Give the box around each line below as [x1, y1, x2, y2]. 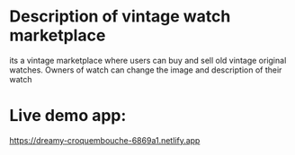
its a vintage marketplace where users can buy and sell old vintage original [9, 55, 287, 65]
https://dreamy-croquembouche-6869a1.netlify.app [9, 134, 201, 145]
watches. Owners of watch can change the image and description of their [9, 65, 282, 75]
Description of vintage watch [9, 6, 231, 27]
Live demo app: [9, 106, 127, 126]
